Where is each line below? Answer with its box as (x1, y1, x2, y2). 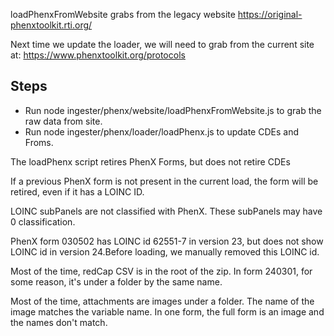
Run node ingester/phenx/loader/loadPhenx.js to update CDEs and (24, 125, 299, 138)
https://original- (237, 9, 303, 20)
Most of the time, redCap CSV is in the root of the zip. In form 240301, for (10, 265, 313, 277)
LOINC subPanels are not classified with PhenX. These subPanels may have (10, 205, 323, 217)
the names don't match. (10, 316, 108, 328)
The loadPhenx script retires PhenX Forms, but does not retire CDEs (10, 155, 291, 168)
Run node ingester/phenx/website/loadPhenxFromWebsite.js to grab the (24, 104, 322, 116)
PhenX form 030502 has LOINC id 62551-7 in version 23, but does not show (10, 235, 324, 247)
